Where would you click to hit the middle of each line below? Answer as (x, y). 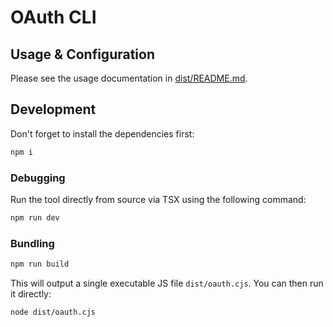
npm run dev (35, 217)
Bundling (32, 243)
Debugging (38, 178)
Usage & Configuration (82, 54)
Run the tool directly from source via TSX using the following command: (158, 199)
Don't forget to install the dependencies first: (102, 133)
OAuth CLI (53, 17)
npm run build (40, 264)
